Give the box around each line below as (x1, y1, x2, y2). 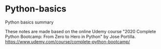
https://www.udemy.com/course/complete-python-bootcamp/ (5, 38, 130, 44)
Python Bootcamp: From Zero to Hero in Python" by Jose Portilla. (5, 34, 136, 39)
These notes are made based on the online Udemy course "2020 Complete (5, 28, 156, 34)
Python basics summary (5, 19, 54, 25)
